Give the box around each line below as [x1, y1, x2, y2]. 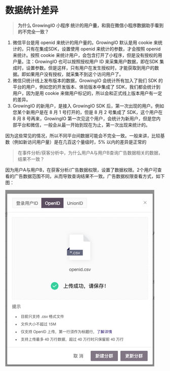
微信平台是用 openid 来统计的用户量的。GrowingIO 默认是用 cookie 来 [12, 39, 158, 46]
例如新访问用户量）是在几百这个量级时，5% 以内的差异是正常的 [14, 139, 147, 145]
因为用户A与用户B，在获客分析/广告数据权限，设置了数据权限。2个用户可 [5, 167, 158, 173]
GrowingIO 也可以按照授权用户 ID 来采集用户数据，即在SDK [34, 58, 158, 64]
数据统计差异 [5, 5, 59, 16]
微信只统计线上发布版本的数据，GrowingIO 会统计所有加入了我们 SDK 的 [12, 77, 163, 84]
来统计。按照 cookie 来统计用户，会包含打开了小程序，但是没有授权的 [12, 52, 158, 58]
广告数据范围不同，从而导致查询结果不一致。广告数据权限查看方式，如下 [14, 173, 165, 179]
